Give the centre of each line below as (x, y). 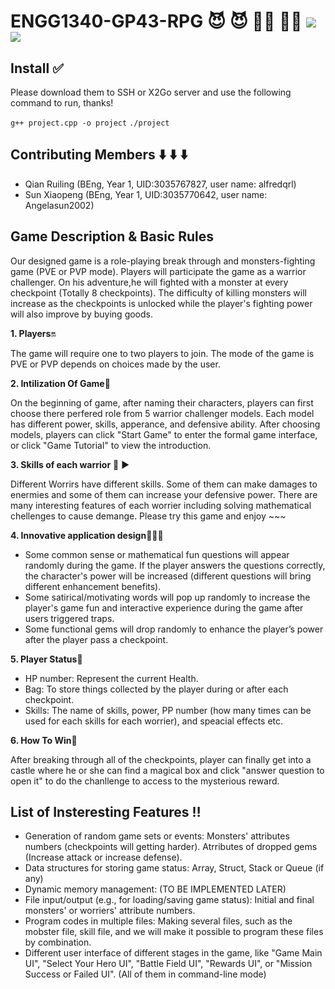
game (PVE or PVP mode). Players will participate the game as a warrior (158, 271)
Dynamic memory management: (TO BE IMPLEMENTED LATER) (155, 889)
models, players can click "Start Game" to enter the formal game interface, (164, 434)
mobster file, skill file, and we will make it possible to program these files (174, 932)
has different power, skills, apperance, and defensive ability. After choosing (165, 424)
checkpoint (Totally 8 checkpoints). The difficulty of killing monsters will (158, 292)
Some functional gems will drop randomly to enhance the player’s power (174, 629)
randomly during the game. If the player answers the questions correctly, (175, 565)
